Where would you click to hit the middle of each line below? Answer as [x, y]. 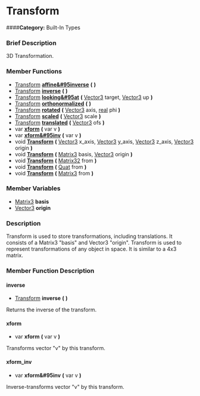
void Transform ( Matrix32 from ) [56, 160]
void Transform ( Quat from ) [51, 167]
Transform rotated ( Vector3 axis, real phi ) [68, 110]
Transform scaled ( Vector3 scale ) [58, 116]
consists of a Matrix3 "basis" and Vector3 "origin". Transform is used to [94, 243]
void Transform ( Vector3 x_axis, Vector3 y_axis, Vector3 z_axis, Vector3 [104, 141]
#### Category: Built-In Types [43, 27]
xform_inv [19, 362]
